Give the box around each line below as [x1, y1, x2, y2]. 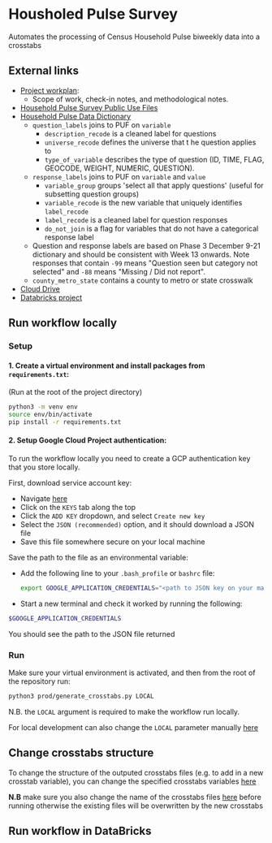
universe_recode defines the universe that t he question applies [44, 137, 257, 147]
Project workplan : [19, 85, 80, 95]
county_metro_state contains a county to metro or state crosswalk [32, 275, 253, 285]
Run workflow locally [8, 316, 118, 330]
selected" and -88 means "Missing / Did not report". [32, 266, 205, 276]
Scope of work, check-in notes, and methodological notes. [32, 94, 229, 104]
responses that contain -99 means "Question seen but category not [32, 257, 258, 268]
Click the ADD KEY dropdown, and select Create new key [19, 511, 205, 521]
